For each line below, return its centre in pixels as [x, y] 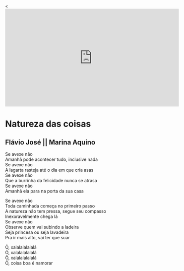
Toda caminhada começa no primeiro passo [50, 206]
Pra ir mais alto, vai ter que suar [38, 237]
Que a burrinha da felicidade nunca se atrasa [51, 180]
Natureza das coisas [48, 124]
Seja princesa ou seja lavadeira [37, 232]
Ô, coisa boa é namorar [29, 263]
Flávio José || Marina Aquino [50, 142]
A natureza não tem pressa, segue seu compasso [56, 211]
